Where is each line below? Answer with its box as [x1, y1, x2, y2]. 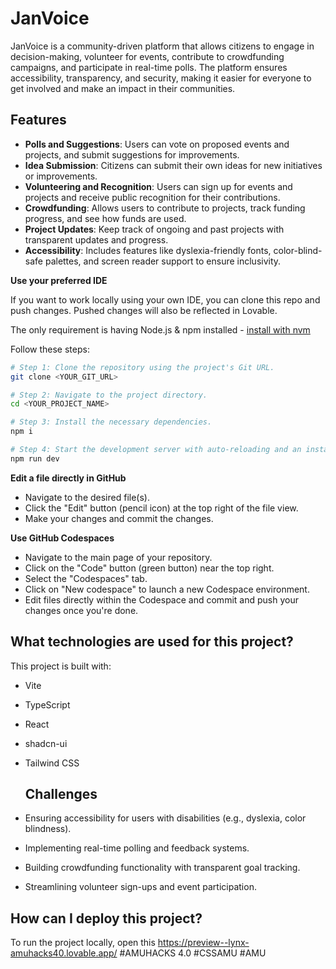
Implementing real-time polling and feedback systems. [24, 842, 250, 854]
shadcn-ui [24, 737, 68, 749]
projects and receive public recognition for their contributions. [24, 191, 281, 203]
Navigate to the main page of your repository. [24, 551, 213, 563]
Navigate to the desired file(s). [24, 491, 150, 503]
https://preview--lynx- [157, 937, 250, 949]
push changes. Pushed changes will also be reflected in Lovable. [10, 304, 278, 316]
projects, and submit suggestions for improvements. [24, 148, 240, 161]
